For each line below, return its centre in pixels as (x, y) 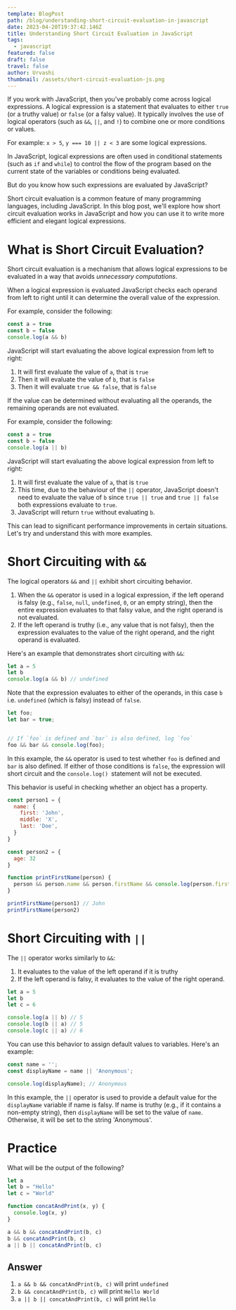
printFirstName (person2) (44, 910)
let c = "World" (31, 1194)
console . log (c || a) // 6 (45, 1031)
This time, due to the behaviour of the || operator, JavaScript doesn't (118, 489)
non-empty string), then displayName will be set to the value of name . (105, 1112)
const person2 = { (34, 852)
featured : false (31, 53)
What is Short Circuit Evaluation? (106, 250)
